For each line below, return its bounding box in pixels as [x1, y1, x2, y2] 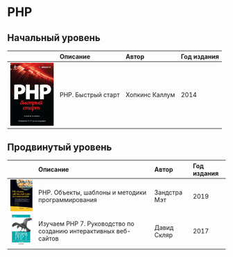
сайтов [37, 234, 59, 243]
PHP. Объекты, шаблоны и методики [37, 188, 147, 197]
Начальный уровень [7, 32, 101, 44]
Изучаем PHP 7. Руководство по [37, 219, 135, 228]
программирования [37, 196, 97, 204]
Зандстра [154, 188, 182, 197]
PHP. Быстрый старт [60, 91, 120, 99]
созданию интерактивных [37, 227, 115, 235]
